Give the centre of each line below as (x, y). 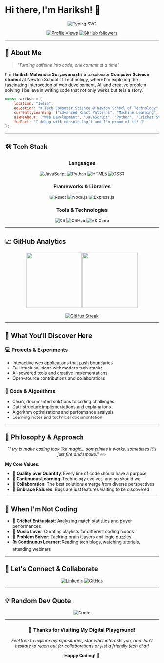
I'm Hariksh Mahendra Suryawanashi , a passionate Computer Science (77, 74)
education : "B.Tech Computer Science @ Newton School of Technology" (86, 108)
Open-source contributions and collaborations (59, 378)
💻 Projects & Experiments (37, 350)
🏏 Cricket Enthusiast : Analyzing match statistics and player (72, 521)
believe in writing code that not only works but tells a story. (83, 90)
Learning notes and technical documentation (57, 417)
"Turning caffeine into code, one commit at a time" (68, 65)
